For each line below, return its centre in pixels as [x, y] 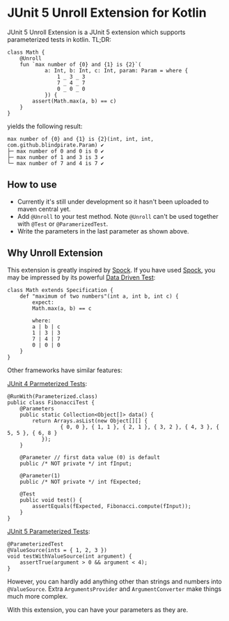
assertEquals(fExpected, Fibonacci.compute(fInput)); [112, 506]
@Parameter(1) [40, 475]
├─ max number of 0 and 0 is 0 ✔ [56, 151]
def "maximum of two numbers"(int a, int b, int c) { [99, 296]
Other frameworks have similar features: [65, 370]
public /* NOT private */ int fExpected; [80, 482]
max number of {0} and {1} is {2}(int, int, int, [81, 139]
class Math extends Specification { [60, 290]
